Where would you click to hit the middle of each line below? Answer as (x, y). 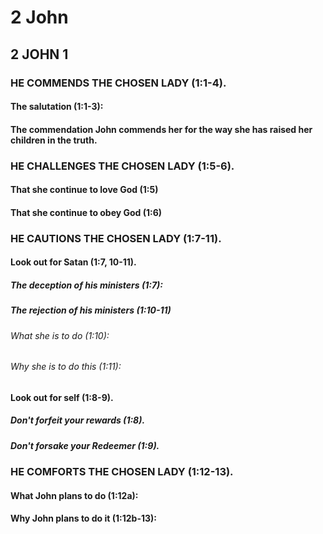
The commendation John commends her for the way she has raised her (161, 129)
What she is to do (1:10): (60, 335)
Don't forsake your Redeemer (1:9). (85, 445)
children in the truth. (54, 140)
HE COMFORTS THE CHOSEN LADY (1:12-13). (122, 472)
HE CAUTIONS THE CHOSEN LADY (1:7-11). (116, 238)
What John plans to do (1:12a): (74, 495)
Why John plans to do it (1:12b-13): (83, 518)
